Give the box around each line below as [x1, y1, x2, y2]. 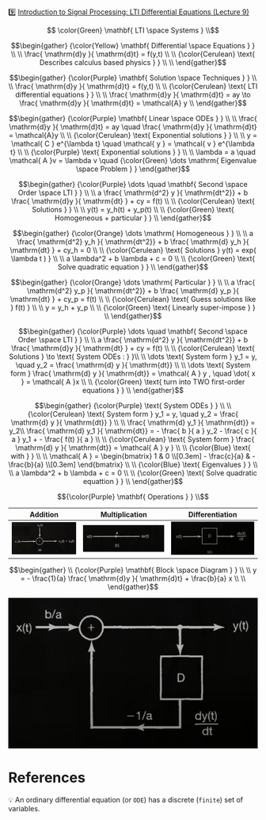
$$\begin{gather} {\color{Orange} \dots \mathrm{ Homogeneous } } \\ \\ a [13, 229, 253, 238]
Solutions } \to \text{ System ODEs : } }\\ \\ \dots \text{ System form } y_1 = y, [9, 352, 257, 361]
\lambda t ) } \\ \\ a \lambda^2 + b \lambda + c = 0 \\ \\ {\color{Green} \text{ [10, 254, 256, 263]
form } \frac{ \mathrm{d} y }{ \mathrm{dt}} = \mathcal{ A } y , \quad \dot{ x [10, 368, 256, 378]
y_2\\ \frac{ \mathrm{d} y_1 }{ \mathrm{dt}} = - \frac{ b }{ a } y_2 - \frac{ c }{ [9, 426, 257, 435]
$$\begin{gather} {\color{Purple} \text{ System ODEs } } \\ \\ [34, 401, 232, 410]
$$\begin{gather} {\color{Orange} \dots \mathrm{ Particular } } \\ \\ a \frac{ [10, 277, 256, 287]
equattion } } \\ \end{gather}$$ [82, 477, 184, 486]
